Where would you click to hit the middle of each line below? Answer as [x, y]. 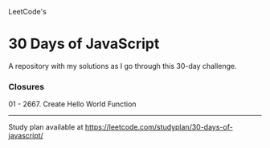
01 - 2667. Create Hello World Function [72, 104]
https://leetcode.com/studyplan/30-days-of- [159, 127]
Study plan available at [46, 127]
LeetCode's [27, 12]
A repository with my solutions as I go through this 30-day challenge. [123, 66]
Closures [27, 86]
